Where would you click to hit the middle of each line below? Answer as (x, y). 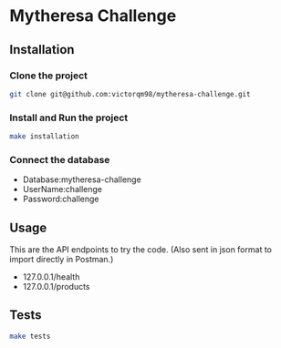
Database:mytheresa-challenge (82, 179)
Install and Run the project (69, 118)
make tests (30, 336)
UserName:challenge (62, 189)
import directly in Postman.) (62, 260)
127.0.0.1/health (51, 277)
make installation (44, 137)
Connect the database (60, 159)
